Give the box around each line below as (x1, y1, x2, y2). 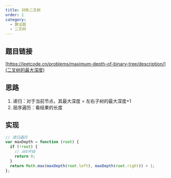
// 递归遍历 (5, 134, 28, 140)
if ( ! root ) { (10, 144, 38, 149)
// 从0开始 (14, 149, 35, 154)
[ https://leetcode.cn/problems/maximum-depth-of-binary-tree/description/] (5, 61, 166, 67)
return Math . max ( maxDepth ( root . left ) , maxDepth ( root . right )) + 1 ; (10, 163, 155, 168)
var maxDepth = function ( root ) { (5, 140, 80, 145)
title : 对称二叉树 (5, 7, 41, 13)
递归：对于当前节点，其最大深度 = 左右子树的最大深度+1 (12, 98, 131, 104)
